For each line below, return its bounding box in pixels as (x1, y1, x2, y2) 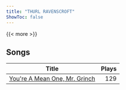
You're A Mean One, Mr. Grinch (9, 75, 95, 83)
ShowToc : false (6, 14, 44, 20)
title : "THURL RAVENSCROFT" (6, 8, 75, 15)
